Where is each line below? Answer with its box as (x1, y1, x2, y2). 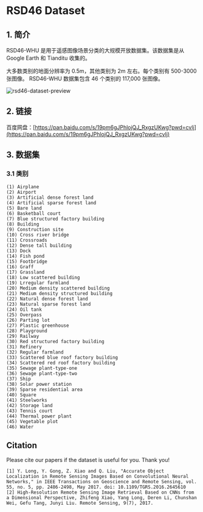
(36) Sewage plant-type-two (6, 370, 78, 377)
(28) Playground (6, 327, 47, 334)
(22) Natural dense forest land (6, 296, 88, 302)
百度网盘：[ (6, 123, 35, 131)
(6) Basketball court (6, 210, 61, 216)
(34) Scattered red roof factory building (6, 360, 115, 366)
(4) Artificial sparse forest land (6, 199, 97, 206)
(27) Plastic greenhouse (6, 322, 69, 329)
